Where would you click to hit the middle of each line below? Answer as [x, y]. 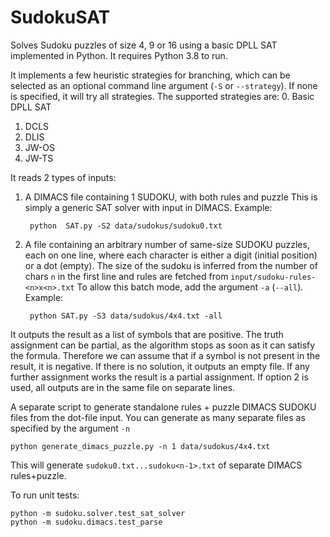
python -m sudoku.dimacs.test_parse [86, 522]
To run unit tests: [45, 495]
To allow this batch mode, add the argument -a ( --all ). [190, 287]
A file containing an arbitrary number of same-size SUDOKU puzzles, [167, 244]
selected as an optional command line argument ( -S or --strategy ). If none [164, 85]
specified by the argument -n [70, 428]
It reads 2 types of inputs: [63, 177]
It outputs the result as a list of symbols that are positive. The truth [147, 334]
